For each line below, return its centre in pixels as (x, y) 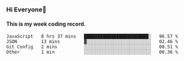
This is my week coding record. (46, 24)
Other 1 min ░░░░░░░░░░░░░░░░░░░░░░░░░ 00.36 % (92, 52)
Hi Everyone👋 (26, 10)
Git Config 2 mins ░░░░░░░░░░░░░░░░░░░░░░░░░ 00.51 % (92, 47)
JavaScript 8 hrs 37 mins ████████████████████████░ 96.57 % (92, 36)
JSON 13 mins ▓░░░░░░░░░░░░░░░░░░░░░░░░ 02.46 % (92, 42)
